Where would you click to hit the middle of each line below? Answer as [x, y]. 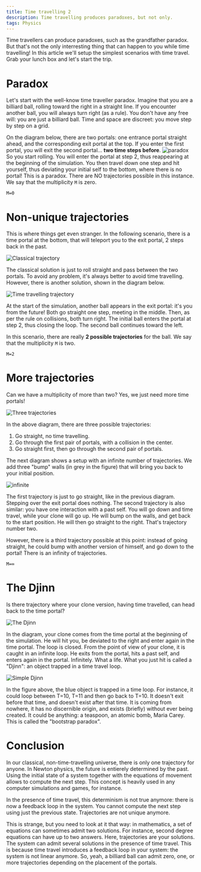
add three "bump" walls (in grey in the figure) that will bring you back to [95, 467]
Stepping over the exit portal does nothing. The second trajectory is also [96, 503]
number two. [22, 529]
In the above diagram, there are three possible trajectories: [79, 424]
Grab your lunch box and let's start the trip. [59, 59]
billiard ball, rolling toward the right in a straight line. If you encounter [91, 107]
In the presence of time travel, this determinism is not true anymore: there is [100, 800]
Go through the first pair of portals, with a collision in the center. [94, 442]
